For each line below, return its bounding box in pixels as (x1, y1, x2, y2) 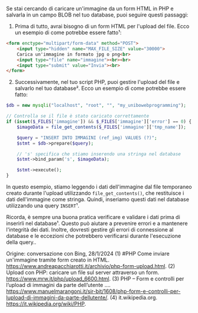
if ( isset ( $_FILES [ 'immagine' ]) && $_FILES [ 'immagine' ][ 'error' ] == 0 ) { (6, 119, 192, 125)
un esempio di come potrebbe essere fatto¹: (14, 29, 122, 36)
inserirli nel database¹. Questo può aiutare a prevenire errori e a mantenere (6, 220, 188, 227)
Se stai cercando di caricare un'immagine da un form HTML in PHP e (6, 5, 174, 12)
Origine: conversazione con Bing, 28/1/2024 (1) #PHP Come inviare (6, 250, 170, 257)
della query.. (6, 239, 37, 246)
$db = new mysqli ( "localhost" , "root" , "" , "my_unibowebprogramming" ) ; (6, 103, 186, 109)
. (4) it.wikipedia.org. (107, 294, 158, 301)
